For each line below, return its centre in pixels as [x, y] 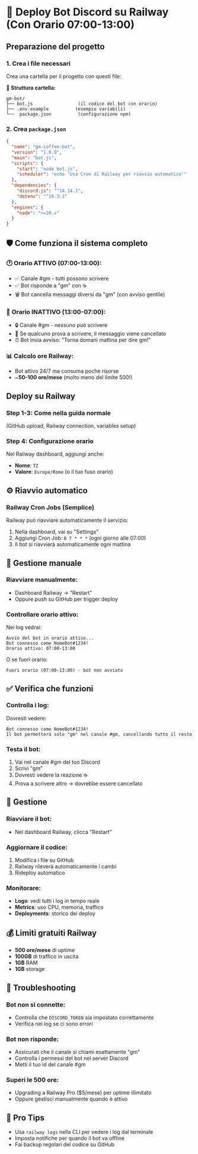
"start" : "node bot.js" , [47, 169]
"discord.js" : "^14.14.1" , [50, 191]
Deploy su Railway [41, 396]
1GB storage [30, 969]
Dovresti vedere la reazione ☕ [51, 775]
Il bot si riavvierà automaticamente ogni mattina [73, 544]
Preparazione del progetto [55, 47]
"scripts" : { [28, 163]
